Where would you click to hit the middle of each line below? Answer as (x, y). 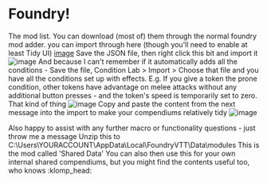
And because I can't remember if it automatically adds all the (138, 62)
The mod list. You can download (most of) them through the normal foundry (133, 36)
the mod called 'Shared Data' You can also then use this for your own (122, 153)
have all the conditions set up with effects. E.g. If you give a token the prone (133, 78)
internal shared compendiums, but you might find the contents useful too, (129, 161)
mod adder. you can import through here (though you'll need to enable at (128, 44)
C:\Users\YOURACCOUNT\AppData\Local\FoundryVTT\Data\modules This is (134, 145)
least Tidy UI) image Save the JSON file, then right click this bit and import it (133, 53)
